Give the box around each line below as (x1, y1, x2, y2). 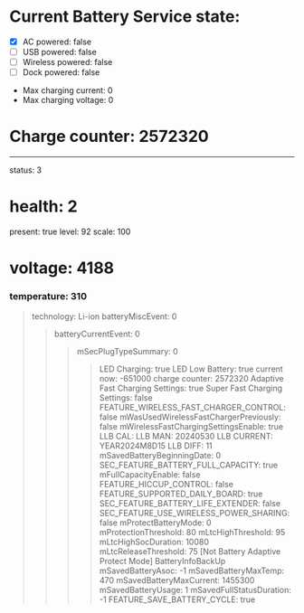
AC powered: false (22, 36, 92, 47)
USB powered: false (22, 47, 97, 57)
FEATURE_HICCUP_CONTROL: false (99, 478, 233, 489)
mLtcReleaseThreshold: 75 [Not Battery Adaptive (99, 545, 281, 557)
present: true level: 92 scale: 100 (9, 226, 131, 237)
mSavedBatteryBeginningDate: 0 (99, 449, 222, 460)
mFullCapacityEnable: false (99, 468, 201, 480)
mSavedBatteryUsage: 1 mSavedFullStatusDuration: (99, 584, 292, 595)
